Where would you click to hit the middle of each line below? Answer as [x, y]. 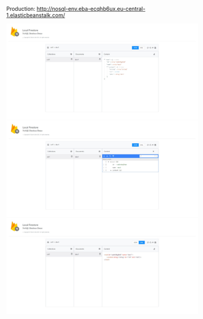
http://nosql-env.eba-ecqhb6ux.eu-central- [91, 9]
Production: [21, 9]
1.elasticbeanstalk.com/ [36, 15]
